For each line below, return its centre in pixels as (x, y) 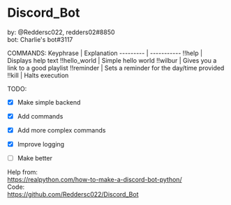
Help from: (23, 172)
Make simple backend (49, 102)
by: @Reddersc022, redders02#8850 (61, 32)
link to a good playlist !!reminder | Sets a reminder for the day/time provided (116, 68)
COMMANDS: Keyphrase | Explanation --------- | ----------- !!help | (105, 53)
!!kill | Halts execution (38, 75)
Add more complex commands (61, 130)
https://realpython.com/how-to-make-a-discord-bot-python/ (95, 180)
